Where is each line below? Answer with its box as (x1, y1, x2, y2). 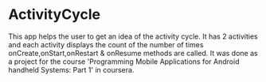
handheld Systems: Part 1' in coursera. (8, 65, 135, 74)
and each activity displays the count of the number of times (8, 39, 204, 49)
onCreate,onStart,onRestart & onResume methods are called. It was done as (8, 48, 258, 58)
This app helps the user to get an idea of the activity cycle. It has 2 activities (8, 32, 258, 41)
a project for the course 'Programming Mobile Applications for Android (8, 57, 240, 66)
